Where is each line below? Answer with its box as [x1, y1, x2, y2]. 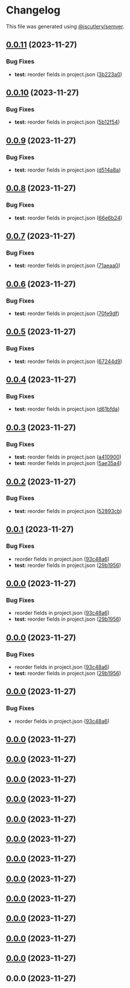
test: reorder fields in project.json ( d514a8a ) [14, 166, 121, 173]
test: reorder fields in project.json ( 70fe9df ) [14, 310, 120, 317]
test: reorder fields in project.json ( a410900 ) [14, 453, 122, 460]
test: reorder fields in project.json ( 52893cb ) [14, 507, 122, 514]
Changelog [6, 4, 61, 17]
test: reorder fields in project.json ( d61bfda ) [14, 405, 120, 413]
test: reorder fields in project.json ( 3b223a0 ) [14, 71, 122, 78]
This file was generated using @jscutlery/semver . [6, 23, 125, 30]
